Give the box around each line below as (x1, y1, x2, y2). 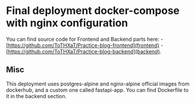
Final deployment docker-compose (6, 4, 180, 17)
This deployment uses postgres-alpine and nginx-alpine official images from (6, 80, 190, 87)
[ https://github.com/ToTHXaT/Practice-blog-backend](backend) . (6, 48, 162, 55)
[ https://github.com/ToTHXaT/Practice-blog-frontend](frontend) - (6, 42, 163, 49)
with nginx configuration (6, 16, 128, 30)
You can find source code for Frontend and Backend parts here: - (6, 35, 163, 42)
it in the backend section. (6, 92, 67, 99)
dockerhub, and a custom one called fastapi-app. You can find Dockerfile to (6, 86, 189, 94)
